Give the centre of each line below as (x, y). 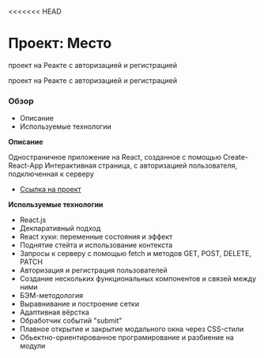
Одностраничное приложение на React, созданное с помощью (115, 157)
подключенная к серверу (51, 174)
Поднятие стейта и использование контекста (96, 245)
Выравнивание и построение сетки (79, 304)
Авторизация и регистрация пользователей (93, 270)
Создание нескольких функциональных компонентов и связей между (138, 279)
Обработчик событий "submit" (71, 321)
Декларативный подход (60, 228)
